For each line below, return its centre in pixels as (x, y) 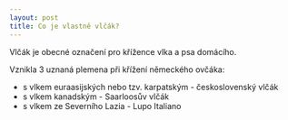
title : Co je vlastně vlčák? (65, 26)
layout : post (34, 18)
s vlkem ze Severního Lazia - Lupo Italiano (102, 106)
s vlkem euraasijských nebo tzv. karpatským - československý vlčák (150, 87)
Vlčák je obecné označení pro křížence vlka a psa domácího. (123, 51)
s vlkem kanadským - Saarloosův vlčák (96, 97)
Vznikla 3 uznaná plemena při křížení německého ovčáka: (117, 69)
